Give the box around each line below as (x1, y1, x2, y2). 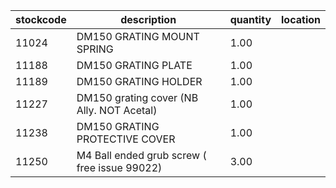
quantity (229, 13, 272, 26)
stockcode (15, 13, 67, 26)
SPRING (76, 42, 114, 56)
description (120, 13, 177, 26)
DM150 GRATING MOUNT (76, 30, 200, 43)
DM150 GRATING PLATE (76, 59, 193, 72)
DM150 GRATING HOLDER (76, 75, 203, 88)
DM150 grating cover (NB (76, 91, 199, 104)
